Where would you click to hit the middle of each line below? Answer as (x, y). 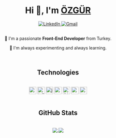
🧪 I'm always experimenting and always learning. (58, 48)
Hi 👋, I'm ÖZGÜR (58, 10)
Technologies (58, 73)
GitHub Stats (58, 113)
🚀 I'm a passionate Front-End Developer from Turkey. (58, 38)
